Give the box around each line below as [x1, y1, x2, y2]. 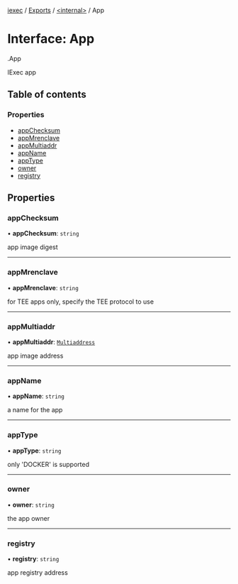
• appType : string [7, 446, 62, 455]
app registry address [7, 568, 69, 577]
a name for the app [7, 406, 63, 414]
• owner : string [7, 500, 55, 509]
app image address [7, 351, 64, 360]
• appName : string [7, 392, 65, 400]
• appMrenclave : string [7, 283, 79, 292]
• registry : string [7, 555, 59, 563]
